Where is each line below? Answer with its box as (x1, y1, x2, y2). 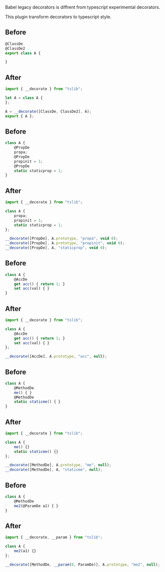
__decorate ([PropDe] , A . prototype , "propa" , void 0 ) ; (5, 236, 119, 241)
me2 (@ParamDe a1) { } (14, 503, 58, 508)
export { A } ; (5, 114, 35, 119)
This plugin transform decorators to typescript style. (5, 14, 112, 19)
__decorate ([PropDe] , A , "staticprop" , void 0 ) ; (5, 245, 107, 250)
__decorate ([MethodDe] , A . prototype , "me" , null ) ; (5, 463, 112, 468)
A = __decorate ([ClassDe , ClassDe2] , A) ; (5, 109, 92, 114)
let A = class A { (5, 95, 43, 100)
